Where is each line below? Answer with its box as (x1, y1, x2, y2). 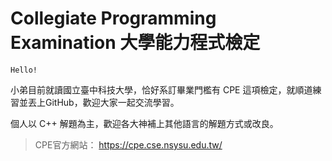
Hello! (10, 65, 38, 75)
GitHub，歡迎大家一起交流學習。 (44, 96, 180, 108)
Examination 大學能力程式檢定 (10, 32, 261, 54)
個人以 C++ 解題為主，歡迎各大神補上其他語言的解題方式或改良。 (10, 117, 279, 129)
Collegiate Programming (10, 7, 217, 30)
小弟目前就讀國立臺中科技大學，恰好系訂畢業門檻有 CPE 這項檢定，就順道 (10, 83, 313, 96)
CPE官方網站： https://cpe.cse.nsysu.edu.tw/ (34, 138, 223, 151)
